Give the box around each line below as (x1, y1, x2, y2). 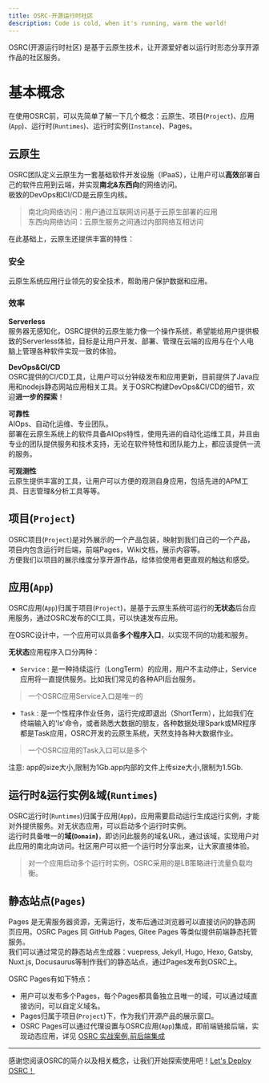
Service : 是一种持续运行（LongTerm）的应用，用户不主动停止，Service (19, 664, 258, 674)
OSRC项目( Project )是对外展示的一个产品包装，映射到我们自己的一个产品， (8, 534, 255, 544)
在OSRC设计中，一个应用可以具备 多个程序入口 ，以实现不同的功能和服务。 (8, 631, 252, 640)
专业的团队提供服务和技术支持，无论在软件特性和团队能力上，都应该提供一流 (8, 439, 261, 448)
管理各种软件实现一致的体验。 (22, 346, 121, 355)
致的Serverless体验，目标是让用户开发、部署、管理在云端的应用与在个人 (8, 336, 247, 346)
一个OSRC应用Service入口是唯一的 (27, 692, 143, 701)
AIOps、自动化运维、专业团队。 (8, 419, 114, 428)
